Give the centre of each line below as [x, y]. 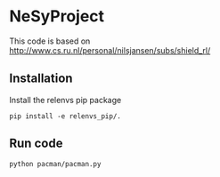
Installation [41, 79]
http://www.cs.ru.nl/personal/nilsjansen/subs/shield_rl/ [110, 50]
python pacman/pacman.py [55, 164]
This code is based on [50, 41]
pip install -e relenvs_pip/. [65, 116]
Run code [36, 144]
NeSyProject [57, 16]
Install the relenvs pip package [65, 100]
